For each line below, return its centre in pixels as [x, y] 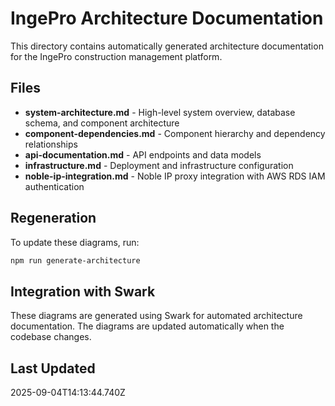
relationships [51, 144]
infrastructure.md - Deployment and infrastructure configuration [159, 165]
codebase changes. [51, 337]
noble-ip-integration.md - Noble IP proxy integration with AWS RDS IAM [175, 176]
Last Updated [53, 368]
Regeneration [53, 218]
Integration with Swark [83, 291]
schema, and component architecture [102, 123]
